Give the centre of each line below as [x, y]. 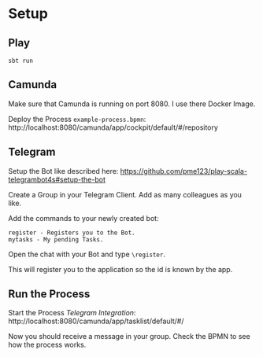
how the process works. [47, 345]
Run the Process [49, 294]
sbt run [21, 61]
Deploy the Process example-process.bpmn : [77, 119]
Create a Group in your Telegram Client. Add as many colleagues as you [125, 194]
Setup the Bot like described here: [63, 171]
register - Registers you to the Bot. [72, 233]
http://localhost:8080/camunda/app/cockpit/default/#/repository [113, 127]
